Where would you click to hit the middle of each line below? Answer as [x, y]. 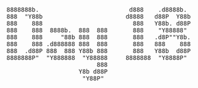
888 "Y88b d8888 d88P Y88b [99, 16]
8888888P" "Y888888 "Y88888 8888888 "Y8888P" [97, 58]
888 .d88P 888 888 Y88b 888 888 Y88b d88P [99, 51]
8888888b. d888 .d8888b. [97, 10]
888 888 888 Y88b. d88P [99, 23]
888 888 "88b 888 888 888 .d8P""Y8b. [99, 37]
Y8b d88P [93, 71]
